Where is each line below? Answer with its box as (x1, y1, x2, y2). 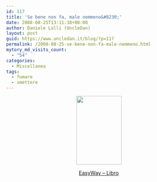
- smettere (11, 80, 38, 86)
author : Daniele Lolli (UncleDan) (6, 25, 91, 31)
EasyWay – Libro (78, 170, 119, 176)
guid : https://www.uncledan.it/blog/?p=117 (6, 36, 115, 42)
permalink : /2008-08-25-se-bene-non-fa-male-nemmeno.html (6, 42, 151, 48)
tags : (6, 69, 19, 75)
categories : (6, 58, 35, 63)
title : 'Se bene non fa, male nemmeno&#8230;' (6, 14, 122, 20)
